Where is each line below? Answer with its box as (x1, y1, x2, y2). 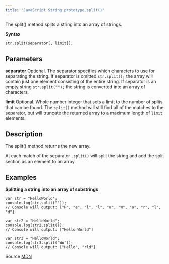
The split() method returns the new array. (5, 143, 91, 149)
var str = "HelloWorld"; (5, 196, 58, 201)
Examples (5, 173, 37, 182)
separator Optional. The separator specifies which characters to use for (5, 68, 155, 74)
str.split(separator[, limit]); (5, 41, 73, 46)
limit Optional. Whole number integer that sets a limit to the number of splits (5, 99, 163, 105)
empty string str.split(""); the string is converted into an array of (5, 84, 145, 90)
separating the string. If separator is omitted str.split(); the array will (5, 73, 153, 79)
